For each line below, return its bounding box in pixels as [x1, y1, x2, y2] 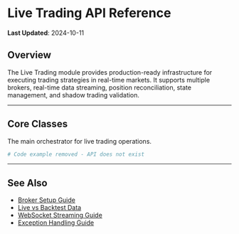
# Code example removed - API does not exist [7, 151, 144, 158]
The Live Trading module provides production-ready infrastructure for [7, 68, 213, 76]
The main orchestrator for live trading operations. [7, 137, 152, 145]
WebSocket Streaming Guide [17, 211, 103, 220]
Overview [7, 49, 52, 61]
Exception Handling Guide [17, 218, 95, 227]
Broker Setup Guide [17, 196, 76, 204]
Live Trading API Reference [7, 5, 171, 21]
